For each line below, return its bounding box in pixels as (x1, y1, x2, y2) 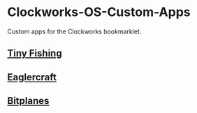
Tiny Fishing (7, 47, 62, 59)
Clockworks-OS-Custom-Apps (7, 4, 191, 20)
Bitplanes (7, 95, 50, 107)
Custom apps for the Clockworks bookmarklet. (7, 27, 142, 36)
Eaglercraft (7, 71, 57, 83)
